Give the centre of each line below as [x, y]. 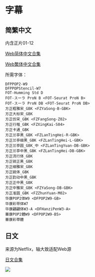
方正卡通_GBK [17, 130]
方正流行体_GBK [19, 156]
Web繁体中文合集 [23, 64]
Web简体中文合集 [23, 53]
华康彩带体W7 [17, 204]
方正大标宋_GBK [19, 114]
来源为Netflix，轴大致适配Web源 [38, 249]
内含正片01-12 [19, 43]
